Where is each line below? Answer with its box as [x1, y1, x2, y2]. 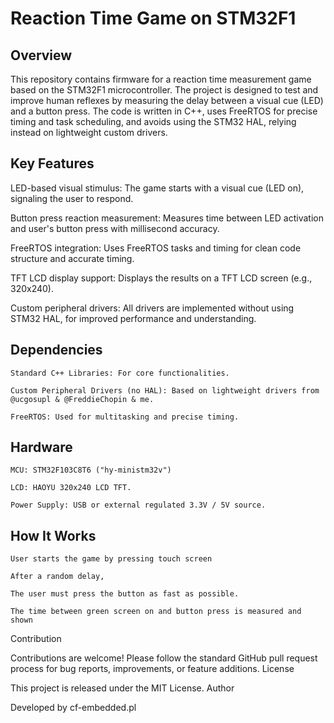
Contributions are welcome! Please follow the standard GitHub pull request [10, 652, 318, 664]
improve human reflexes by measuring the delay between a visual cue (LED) [10, 95, 324, 106]
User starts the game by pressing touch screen [10, 554, 213, 564]
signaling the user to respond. [10, 192, 134, 204]
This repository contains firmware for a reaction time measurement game [10, 73, 312, 85]
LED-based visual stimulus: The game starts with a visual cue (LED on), [10, 182, 305, 194]
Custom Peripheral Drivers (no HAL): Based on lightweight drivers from [10, 385, 320, 396]
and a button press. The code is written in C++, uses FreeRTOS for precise [10, 105, 318, 117]
